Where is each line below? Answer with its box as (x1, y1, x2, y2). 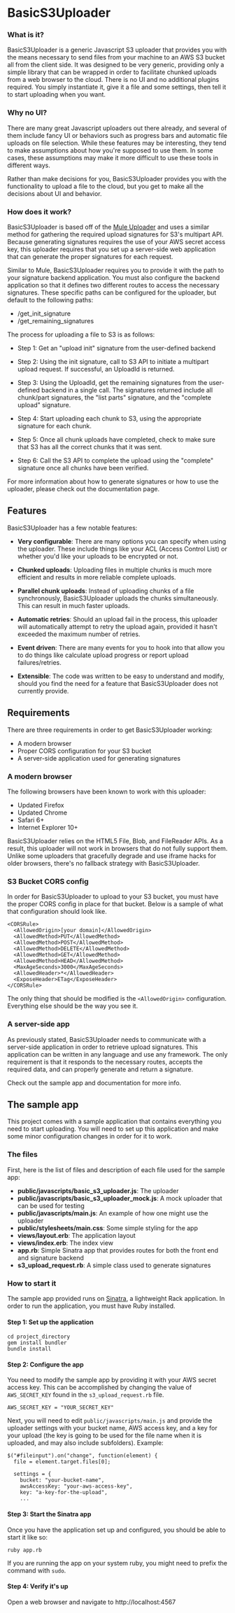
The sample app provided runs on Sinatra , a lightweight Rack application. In (7, 1295, 225, 1302)
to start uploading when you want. (7, 90, 106, 99)
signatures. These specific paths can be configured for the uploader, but (7, 288, 217, 297)
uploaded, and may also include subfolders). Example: (7, 1439, 164, 1447)
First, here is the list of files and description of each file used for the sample (7, 1165, 225, 1174)
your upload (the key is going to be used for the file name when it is (7, 1431, 202, 1439)
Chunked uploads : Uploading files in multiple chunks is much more (17, 565, 212, 574)
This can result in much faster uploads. (17, 601, 131, 610)
